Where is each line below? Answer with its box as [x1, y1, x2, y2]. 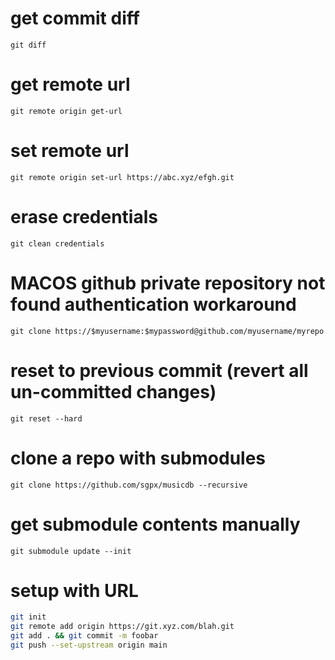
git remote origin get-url [10, 106, 123, 116]
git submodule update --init [10, 546, 132, 556]
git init [10, 612, 47, 622]
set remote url [10, 140, 130, 162]
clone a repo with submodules [10, 447, 267, 469]
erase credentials [10, 206, 158, 228]
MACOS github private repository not [10, 272, 326, 294]
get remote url [10, 73, 131, 96]
